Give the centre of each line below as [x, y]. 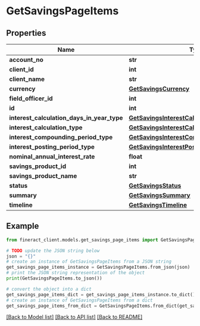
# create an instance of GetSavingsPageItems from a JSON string [89, 262]
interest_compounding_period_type [61, 137]
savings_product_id [38, 166]
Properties [26, 33]
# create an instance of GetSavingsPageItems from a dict [79, 300]
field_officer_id [31, 98]
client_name [27, 79]
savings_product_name [43, 176]
